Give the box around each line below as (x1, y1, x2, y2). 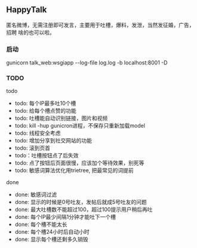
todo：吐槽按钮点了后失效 (14, 152, 79, 159)
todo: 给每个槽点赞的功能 (14, 107, 76, 114)
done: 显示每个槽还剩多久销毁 (14, 235, 88, 243)
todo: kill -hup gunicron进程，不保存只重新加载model (14, 122, 145, 129)
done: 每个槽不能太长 (14, 221, 67, 228)
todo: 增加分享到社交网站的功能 (14, 137, 93, 144)
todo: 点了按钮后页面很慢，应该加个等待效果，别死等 (14, 159, 144, 166)
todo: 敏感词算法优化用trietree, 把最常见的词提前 (14, 167, 134, 174)
